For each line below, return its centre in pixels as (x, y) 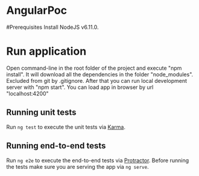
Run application (46, 51)
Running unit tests (41, 113)
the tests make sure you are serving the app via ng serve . (77, 166)
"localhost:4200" (28, 93)
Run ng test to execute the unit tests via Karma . (66, 127)
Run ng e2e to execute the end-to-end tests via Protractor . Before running (98, 160)
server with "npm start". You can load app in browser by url (80, 87)
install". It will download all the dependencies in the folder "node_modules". (100, 74)
